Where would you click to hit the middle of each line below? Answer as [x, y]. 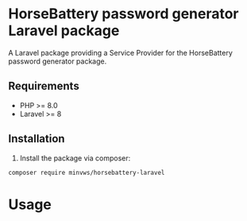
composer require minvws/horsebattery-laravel [87, 173]
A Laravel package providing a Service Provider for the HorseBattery [120, 52]
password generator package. [58, 61]
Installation [37, 139]
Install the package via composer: [75, 158]
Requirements [44, 86]
